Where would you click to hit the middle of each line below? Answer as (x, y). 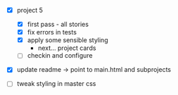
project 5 (30, 10)
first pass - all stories (58, 25)
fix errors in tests (52, 32)
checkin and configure (60, 56)
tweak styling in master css (56, 84)
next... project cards (67, 48)
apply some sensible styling (68, 40)
